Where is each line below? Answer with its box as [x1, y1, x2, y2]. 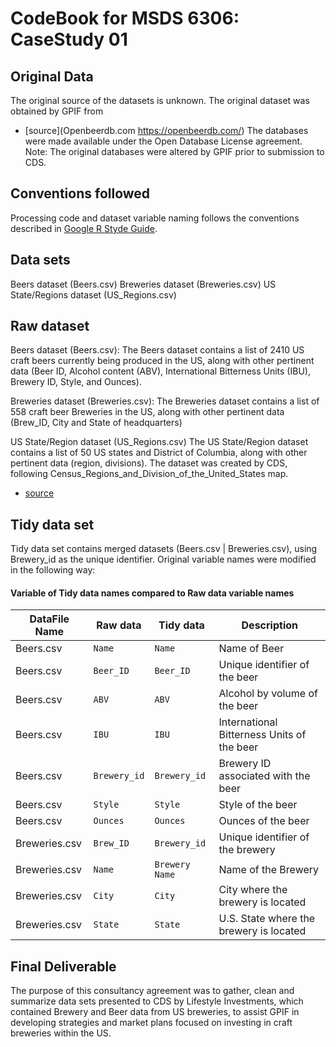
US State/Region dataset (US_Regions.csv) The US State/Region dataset [10, 436, 309, 448]
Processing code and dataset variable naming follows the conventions [10, 212, 300, 224]
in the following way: [10, 564, 96, 576]
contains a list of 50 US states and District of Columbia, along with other [10, 447, 308, 459]
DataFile [29, 612, 70, 626]
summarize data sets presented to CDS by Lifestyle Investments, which [10, 995, 304, 1007]
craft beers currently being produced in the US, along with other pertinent [10, 355, 315, 367]
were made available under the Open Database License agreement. [24, 135, 303, 147]
